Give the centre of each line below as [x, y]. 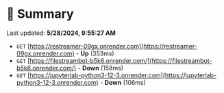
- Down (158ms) [101, 68]
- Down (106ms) [123, 82]
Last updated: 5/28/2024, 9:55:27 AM [61, 33]
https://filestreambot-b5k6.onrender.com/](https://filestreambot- [121, 60]
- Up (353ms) [95, 53]
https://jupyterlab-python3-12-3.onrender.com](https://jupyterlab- [123, 75]
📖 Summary [40, 14]
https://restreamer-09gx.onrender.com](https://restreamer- [114, 46]
